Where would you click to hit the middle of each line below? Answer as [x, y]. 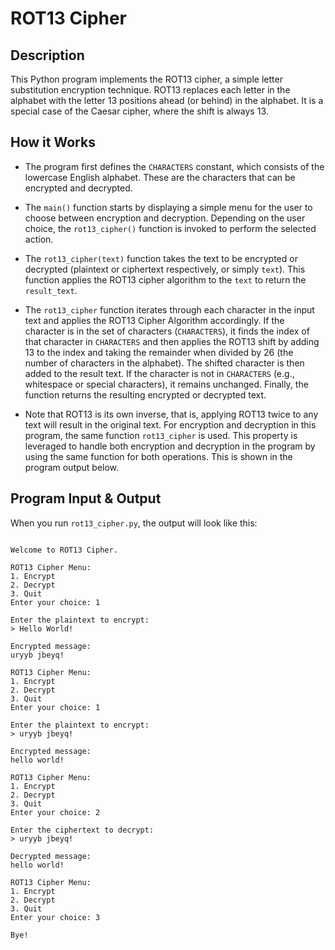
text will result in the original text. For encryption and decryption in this [170, 424]
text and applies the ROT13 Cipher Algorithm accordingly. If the [154, 320]
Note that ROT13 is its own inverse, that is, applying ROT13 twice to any [171, 414]
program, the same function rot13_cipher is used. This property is [161, 435]
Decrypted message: [51, 856]
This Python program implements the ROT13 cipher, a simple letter [146, 79]
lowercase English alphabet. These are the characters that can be [160, 177]
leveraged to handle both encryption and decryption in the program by [170, 446]
